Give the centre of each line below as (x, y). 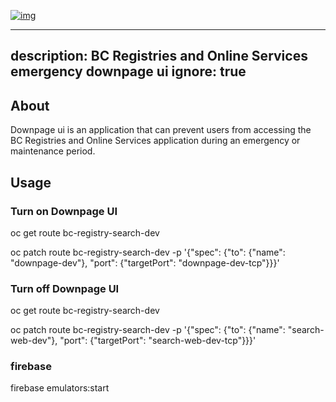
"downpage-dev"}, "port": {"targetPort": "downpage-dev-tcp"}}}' (145, 262)
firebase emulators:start (60, 388)
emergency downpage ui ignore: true (128, 71)
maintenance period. (53, 151)
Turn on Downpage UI (64, 211)
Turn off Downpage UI (65, 288)
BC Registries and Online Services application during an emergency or (155, 141)
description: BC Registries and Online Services (159, 56)
